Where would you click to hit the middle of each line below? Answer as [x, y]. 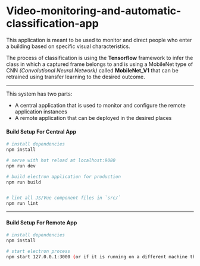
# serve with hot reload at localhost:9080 [61, 160]
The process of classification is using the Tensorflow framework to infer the [100, 58]
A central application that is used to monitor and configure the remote [100, 105]
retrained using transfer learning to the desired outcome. [76, 77]
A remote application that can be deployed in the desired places [93, 118]
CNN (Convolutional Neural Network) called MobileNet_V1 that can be [92, 70]
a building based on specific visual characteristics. [68, 46]
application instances [41, 112]
